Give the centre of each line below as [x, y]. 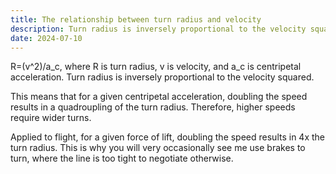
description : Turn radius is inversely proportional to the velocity [158, 29]
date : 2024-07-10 [46, 38]
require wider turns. [51, 118]
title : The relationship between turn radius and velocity [136, 19]
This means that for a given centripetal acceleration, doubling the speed [159, 97]
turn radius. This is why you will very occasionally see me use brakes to [158, 148]
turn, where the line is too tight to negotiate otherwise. [122, 158]
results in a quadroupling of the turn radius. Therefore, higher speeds [153, 107]
